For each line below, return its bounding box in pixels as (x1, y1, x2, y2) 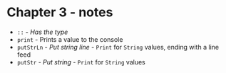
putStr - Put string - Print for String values (16, 57, 145, 66)
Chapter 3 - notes (6, 4, 113, 21)
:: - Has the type (16, 28, 68, 36)
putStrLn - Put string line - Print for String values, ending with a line (16, 43, 219, 51)
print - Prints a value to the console (16, 35, 123, 43)
